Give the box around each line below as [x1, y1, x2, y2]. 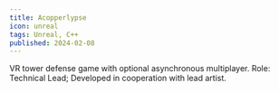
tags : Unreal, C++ [9, 30, 79, 39]
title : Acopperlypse [9, 13, 88, 23]
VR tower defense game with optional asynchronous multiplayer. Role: [9, 63, 271, 74]
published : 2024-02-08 [9, 38, 95, 48]
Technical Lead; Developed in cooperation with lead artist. [9, 73, 226, 84]
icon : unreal [9, 22, 59, 31]
